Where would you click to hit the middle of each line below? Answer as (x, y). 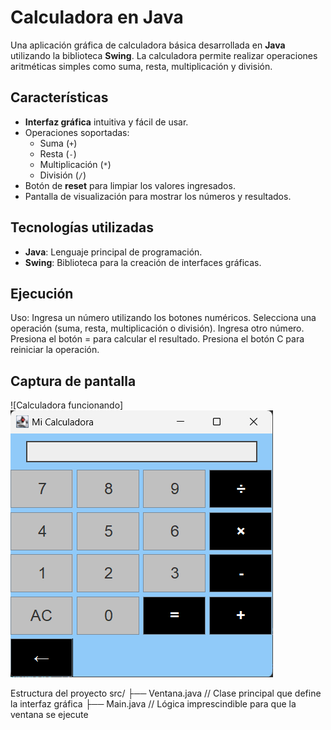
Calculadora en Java (97, 17)
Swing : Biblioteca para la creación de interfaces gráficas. (143, 262)
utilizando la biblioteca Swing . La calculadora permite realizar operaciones (164, 55)
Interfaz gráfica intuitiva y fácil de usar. (106, 122)
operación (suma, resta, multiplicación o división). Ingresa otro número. (157, 328)
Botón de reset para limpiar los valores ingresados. (130, 185)
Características (59, 97)
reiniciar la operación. (55, 350)
